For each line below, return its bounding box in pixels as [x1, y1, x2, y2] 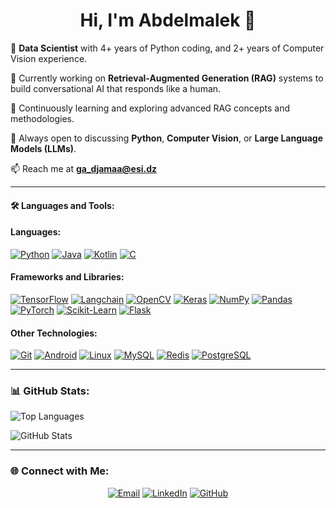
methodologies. [10, 112, 75, 124]
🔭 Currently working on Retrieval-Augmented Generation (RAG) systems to [10, 72, 324, 84]
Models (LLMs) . [10, 142, 77, 154]
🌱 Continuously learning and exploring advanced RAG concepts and [10, 102, 290, 114]
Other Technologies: [10, 327, 98, 339]
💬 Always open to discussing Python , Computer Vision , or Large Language [10, 132, 324, 144]
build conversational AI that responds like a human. [10, 82, 222, 94]
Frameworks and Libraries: [10, 271, 125, 283]
